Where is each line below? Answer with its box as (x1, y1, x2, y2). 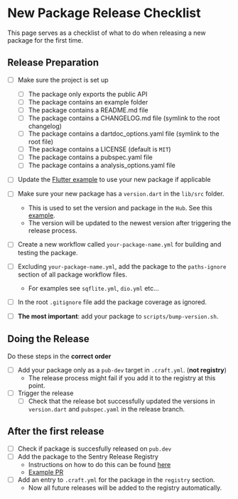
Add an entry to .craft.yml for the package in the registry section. (17, 475, 215, 484)
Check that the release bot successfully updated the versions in (28, 397, 215, 405)
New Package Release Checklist (7, 5, 201, 21)
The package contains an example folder (28, 97, 148, 106)
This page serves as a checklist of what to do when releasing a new (7, 28, 206, 37)
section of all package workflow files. (17, 270, 128, 279)
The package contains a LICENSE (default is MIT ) (28, 145, 172, 154)
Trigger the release (17, 389, 74, 397)
